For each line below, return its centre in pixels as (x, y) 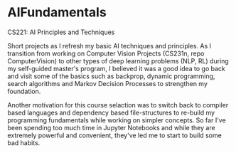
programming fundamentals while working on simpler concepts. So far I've (117, 120)
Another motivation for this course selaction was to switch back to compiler (118, 105)
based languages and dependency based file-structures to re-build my (111, 112)
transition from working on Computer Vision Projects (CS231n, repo (106, 53)
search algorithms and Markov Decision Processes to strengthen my (108, 83)
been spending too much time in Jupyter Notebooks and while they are (111, 127)
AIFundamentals (57, 12)
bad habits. (24, 142)
